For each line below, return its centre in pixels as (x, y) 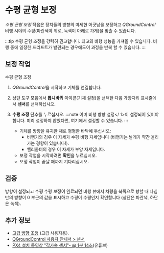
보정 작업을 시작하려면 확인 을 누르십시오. (58, 155)
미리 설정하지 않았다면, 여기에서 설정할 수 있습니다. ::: (77, 120)
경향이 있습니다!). (53, 143)
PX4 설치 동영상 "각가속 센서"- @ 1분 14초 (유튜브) (60, 245)
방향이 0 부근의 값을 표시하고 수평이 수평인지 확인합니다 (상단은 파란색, (82, 197)
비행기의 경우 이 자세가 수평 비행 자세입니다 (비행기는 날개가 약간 (88, 137)
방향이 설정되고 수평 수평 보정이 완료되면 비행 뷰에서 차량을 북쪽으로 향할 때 (77, 191)
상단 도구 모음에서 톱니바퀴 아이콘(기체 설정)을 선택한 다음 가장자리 (76, 98)
